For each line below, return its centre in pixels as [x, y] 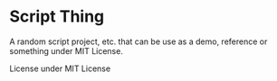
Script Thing [57, 17]
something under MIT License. [67, 50]
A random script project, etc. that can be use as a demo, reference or [138, 41]
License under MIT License [60, 68]
